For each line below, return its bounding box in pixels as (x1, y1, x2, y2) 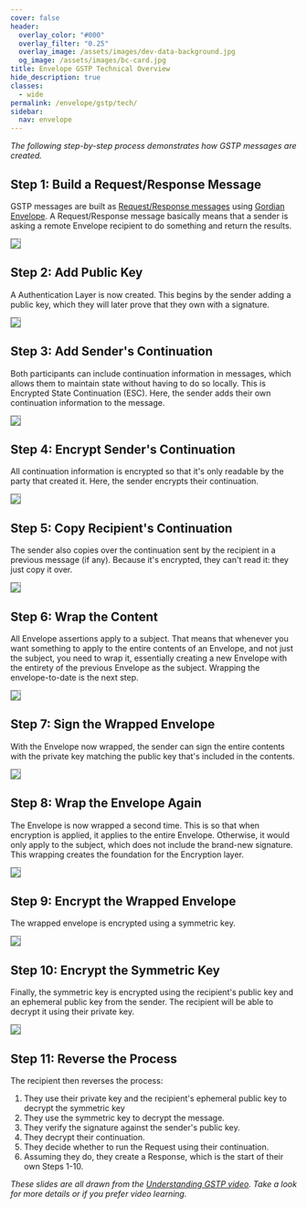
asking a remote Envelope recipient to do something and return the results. (10, 220, 292, 231)
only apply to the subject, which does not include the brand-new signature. (10, 839, 293, 850)
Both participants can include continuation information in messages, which (10, 367, 291, 379)
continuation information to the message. (10, 397, 165, 408)
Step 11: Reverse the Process (10, 1051, 177, 1066)
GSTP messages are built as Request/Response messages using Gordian (10, 200, 286, 211)
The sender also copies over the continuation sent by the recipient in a (10, 545, 277, 556)
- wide (18, 90, 44, 99)
